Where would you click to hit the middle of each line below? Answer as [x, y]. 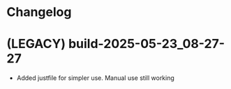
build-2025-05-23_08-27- [146, 44]
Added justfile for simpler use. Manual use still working [96, 78]
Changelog [39, 12]
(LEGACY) [36, 44]
